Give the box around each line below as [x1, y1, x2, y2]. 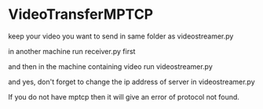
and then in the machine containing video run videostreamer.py [8, 61, 214, 71]
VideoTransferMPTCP [8, 5, 154, 24]
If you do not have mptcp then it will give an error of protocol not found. [8, 92, 239, 101]
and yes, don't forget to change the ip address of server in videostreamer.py [8, 77, 255, 86]
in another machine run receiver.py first [8, 46, 136, 56]
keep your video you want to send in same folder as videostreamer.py [8, 31, 234, 41]
